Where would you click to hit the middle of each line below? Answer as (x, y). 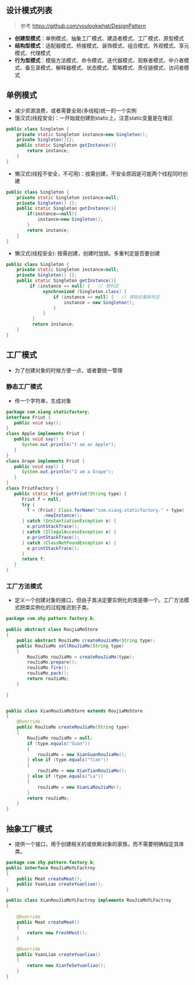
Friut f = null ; (41, 499)
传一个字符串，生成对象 (43, 400)
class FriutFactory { (32, 488)
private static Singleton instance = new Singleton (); (82, 134)
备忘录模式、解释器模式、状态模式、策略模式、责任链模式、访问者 (105, 68)
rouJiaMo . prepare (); (52, 662)
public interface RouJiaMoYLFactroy (51, 868)
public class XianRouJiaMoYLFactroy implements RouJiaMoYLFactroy (89, 900)
